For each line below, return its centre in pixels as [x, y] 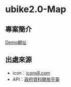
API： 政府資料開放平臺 [36, 79]
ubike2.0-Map [36, 9]
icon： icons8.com [31, 73]
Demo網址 [16, 42]
